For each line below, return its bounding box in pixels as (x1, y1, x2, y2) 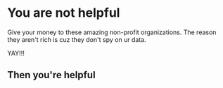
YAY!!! (7, 49, 25, 57)
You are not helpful (7, 5, 120, 21)
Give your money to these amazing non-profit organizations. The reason (7, 28, 217, 36)
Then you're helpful (7, 69, 96, 81)
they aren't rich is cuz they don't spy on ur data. (7, 35, 146, 43)
